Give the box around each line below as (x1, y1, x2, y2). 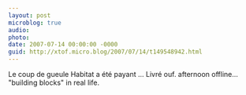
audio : (8, 26, 30, 34)
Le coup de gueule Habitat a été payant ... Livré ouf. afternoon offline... (8, 70, 239, 79)
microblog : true (8, 19, 61, 27)
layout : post (8, 11, 51, 20)
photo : (8, 33, 30, 42)
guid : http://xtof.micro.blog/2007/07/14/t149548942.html (8, 48, 203, 56)
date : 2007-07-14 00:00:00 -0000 (8, 41, 118, 49)
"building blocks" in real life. (8, 78, 100, 87)
